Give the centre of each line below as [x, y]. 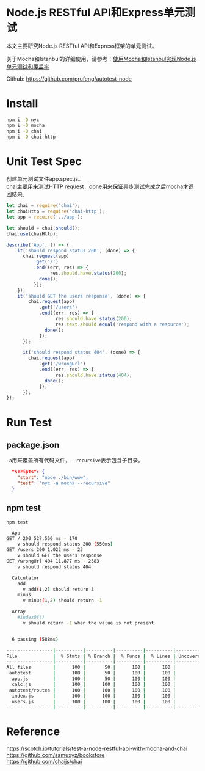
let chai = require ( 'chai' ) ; [43, 206]
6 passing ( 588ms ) [35, 639]
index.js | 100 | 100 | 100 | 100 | [94, 696]
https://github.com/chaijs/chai [44, 762]
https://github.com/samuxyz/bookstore [56, 755]
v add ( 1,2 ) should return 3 [58, 589]
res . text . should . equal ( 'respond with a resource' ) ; [122, 324]
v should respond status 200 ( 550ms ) [65, 544]
